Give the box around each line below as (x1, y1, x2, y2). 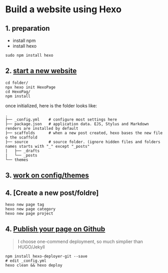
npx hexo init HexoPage (5, 84, 56, 90)
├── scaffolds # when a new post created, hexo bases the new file (5, 130, 163, 135)
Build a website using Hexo (5, 4, 122, 15)
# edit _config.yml (5, 258, 47, 263)
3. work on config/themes (5, 171, 89, 180)
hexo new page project (5, 211, 53, 216)
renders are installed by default (5, 126, 79, 131)
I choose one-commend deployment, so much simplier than (17, 238, 144, 244)
